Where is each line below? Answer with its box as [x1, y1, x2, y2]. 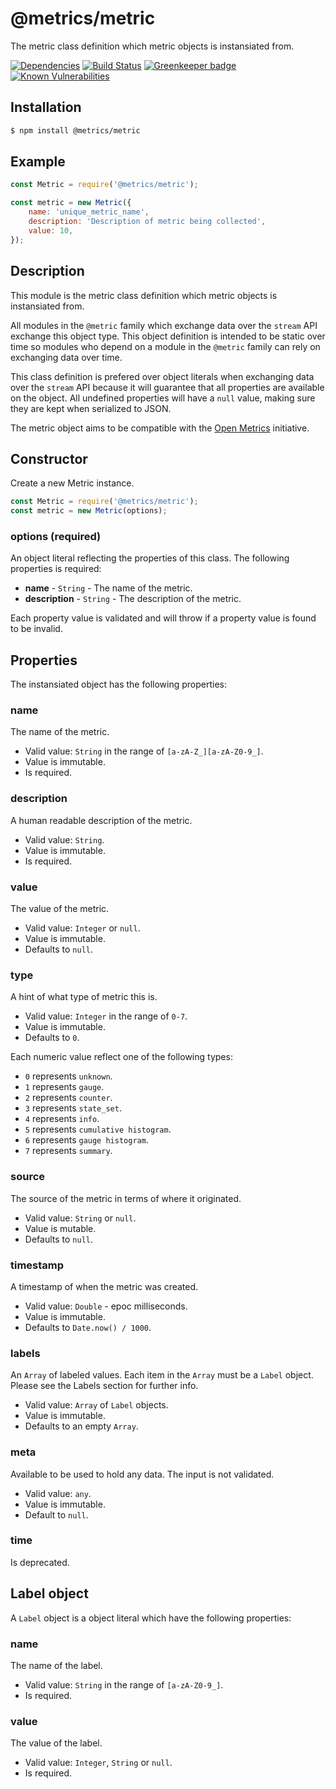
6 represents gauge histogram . [24, 1134, 149, 1146]
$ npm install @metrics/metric [10, 125, 141, 136]
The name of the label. [10, 1659, 103, 1671]
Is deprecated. [10, 1556, 70, 1568]
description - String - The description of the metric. [24, 593, 242, 605]
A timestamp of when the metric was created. [10, 1280, 199, 1292]
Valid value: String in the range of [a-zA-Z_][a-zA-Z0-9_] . [24, 745, 264, 757]
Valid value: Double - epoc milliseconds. [24, 1300, 188, 1312]
